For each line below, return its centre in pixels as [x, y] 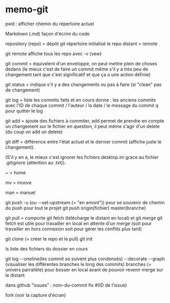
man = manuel [20, 192]
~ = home [16, 172]
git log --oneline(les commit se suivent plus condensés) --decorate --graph [85, 259]
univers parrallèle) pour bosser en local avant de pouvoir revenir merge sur [84, 270]
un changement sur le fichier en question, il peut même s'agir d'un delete [83, 126]
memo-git [27, 10]
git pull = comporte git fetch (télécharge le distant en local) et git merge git [84, 218]
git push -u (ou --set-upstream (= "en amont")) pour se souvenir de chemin [85, 202]
